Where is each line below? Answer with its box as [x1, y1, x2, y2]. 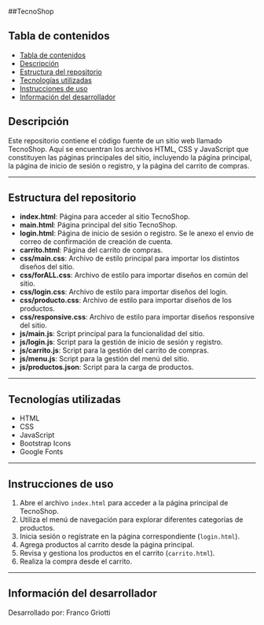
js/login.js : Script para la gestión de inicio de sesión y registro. [19, 338, 223, 347]
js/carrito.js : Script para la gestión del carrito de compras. [19, 346, 210, 355]
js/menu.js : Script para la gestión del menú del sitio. [19, 354, 190, 364]
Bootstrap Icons [19, 438, 71, 448]
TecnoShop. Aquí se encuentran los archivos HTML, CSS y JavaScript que [8, 144, 249, 153]
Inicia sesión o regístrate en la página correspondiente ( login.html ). [19, 531, 240, 542]
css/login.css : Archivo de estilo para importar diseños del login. [19, 287, 228, 297]
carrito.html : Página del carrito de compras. [19, 246, 163, 255]
